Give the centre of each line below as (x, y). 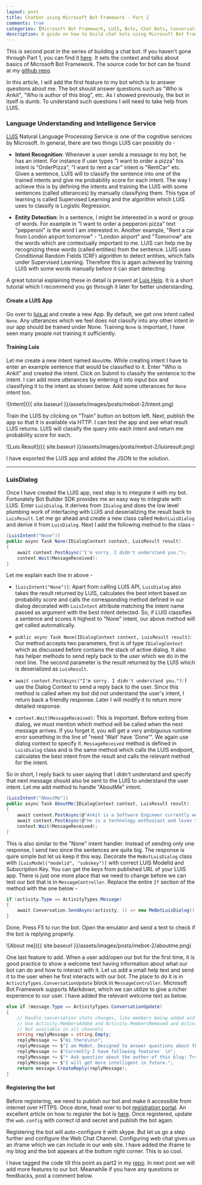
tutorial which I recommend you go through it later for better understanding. (100, 287)
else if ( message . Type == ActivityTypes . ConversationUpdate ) (84, 1007)
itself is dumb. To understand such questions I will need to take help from (97, 102)
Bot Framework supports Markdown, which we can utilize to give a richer (97, 989)
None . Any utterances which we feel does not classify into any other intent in (100, 320)
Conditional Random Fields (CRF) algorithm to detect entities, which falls (105, 256)
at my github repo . (29, 70)
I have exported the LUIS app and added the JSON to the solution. (88, 458)
